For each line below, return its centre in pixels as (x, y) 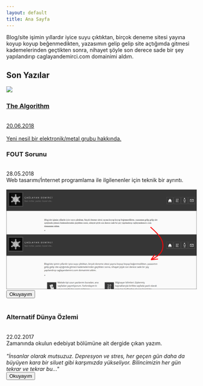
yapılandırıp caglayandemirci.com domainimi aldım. (70, 56)
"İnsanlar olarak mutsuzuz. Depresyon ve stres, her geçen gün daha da (96, 356)
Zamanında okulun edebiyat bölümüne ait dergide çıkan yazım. (84, 343)
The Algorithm (28, 106)
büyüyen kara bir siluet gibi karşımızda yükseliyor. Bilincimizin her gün (94, 362)
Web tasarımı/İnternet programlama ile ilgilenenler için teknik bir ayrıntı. (95, 180)
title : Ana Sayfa (28, 19)
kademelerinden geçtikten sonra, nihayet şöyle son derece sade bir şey (95, 50)
